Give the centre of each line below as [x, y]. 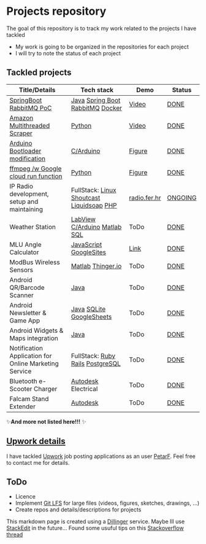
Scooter [21, 389]
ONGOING [182, 198]
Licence [25, 497]
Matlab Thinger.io [96, 266]
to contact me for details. [38, 462]
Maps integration [34, 338]
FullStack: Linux [93, 190]
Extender [22, 406]
